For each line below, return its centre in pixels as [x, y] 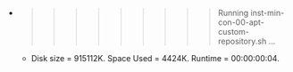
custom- [234, 32]
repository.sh [242, 41]
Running [233, 13]
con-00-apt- [241, 22]
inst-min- [267, 13]
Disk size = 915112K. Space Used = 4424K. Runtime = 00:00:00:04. [155, 58]
